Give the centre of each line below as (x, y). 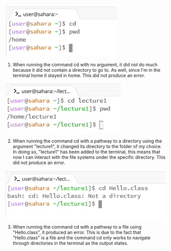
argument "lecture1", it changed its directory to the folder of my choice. (87, 146)
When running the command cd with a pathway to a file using (77, 227)
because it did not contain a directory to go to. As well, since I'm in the (87, 70)
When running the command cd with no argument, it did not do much (85, 65)
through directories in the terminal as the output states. (70, 243)
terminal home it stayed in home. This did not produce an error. (79, 75)
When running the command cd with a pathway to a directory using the (87, 141)
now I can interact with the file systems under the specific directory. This (89, 157)
